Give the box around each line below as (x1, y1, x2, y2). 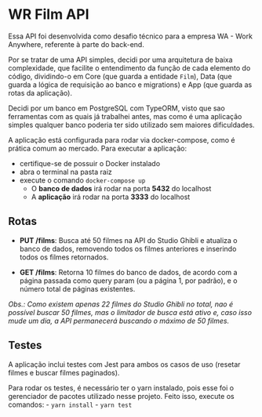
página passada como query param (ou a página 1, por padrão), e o (19, 276, 238, 285)
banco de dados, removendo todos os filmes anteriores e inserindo (19, 244, 237, 253)
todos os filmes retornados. (19, 252, 109, 262)
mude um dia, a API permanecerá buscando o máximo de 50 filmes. (8, 316, 230, 325)
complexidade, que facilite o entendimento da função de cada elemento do (8, 63, 251, 72)
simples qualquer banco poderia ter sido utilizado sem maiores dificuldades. (8, 120, 255, 129)
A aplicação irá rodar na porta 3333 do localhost (31, 192, 191, 201)
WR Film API (8, 5, 89, 24)
